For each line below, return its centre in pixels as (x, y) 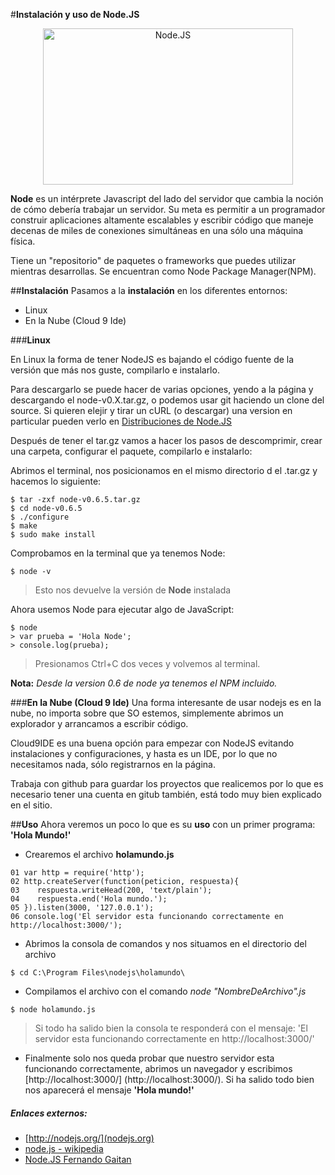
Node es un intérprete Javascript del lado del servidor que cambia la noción (167, 198)
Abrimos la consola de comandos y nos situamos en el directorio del (165, 943)
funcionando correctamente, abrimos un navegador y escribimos (158, 1068)
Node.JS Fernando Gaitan (78, 1159)
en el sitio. (31, 805)
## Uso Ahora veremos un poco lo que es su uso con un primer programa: (163, 824)
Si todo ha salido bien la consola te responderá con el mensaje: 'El (171, 1028)
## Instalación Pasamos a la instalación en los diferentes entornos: (149, 290)
